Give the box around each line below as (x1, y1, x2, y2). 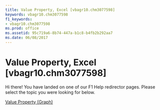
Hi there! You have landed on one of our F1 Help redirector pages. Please (5, 83, 155, 90)
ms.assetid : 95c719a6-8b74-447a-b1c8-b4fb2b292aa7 (5, 30, 113, 35)
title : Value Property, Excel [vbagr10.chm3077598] (5, 7, 115, 12)
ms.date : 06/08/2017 (5, 35, 48, 40)
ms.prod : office (5, 26, 39, 31)
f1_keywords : (5, 16, 32, 21)
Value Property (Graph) (5, 98, 53, 105)
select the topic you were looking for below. (5, 89, 95, 95)
